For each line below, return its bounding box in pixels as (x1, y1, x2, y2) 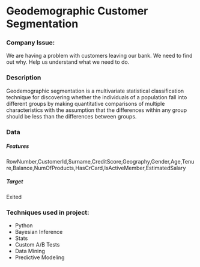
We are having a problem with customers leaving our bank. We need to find (6, 52, 193, 60)
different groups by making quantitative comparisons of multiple (6, 100, 165, 107)
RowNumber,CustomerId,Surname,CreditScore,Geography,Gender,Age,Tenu (6, 158, 195, 165)
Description (6, 73, 41, 82)
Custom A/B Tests (14, 241, 60, 248)
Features (6, 143, 29, 150)
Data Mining (14, 247, 45, 254)
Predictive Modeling (14, 254, 65, 261)
